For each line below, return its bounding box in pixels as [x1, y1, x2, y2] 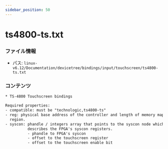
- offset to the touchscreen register [27, 135, 108, 140]
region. [9, 117, 26, 122]
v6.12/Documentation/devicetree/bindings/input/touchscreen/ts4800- [12, 65, 158, 70]
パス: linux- [12, 60, 37, 66]
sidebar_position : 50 [5, 7, 50, 12]
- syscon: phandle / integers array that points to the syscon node [5, 121, 151, 126]
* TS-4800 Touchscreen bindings [5, 94, 72, 99]
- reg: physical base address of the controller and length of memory [5, 112, 155, 117]
